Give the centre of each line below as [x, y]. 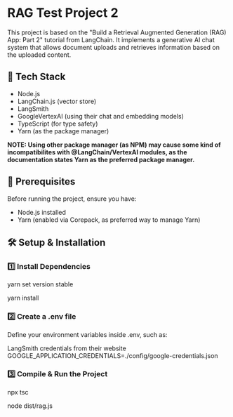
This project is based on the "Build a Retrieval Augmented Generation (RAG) [117, 32]
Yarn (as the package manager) [63, 131]
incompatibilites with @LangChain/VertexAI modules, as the [97, 152]
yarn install [23, 298]
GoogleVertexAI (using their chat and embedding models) [100, 116]
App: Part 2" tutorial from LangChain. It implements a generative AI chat [111, 39]
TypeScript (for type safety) [58, 124]
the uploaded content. [39, 55]
